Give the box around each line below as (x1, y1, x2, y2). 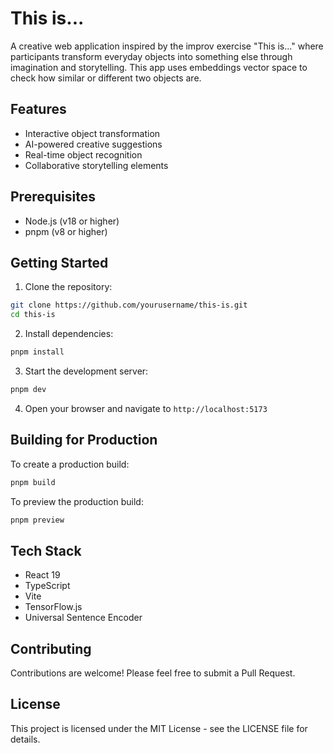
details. (10, 733, 41, 745)
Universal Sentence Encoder (24, 612, 143, 624)
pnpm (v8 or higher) (24, 225, 108, 237)
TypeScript (24, 580, 71, 592)
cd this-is (10, 310, 56, 320)
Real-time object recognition (24, 148, 143, 161)
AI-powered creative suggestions (24, 138, 163, 150)
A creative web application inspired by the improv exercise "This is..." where (10, 40, 324, 52)
